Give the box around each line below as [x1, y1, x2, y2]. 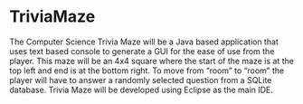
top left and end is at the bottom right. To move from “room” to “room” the [9, 65, 285, 76]
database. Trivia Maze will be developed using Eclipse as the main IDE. [9, 84, 274, 95]
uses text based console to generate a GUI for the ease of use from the [9, 45, 275, 56]
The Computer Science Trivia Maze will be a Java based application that [9, 36, 279, 47]
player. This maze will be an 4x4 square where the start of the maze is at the [9, 55, 294, 66]
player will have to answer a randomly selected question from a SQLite [9, 74, 272, 85]
